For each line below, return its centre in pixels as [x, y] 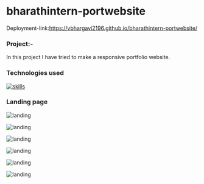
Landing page [27, 102]
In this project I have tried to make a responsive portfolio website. [88, 57]
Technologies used [35, 73]
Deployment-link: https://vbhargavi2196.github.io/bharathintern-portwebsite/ [102, 28]
